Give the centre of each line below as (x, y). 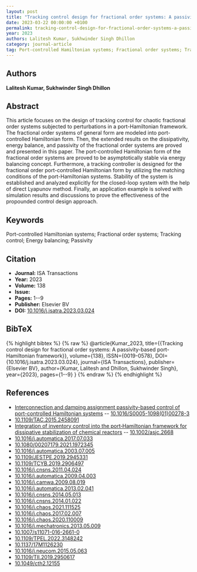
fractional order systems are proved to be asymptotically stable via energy (96, 158)
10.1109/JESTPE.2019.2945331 (51, 457)
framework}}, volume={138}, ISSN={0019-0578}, (95, 356)
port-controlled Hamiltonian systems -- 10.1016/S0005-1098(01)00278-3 (102, 413)
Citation (21, 259)
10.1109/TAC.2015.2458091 (47, 419)
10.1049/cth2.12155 (37, 563)
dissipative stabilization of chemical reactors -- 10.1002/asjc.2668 (94, 432)
